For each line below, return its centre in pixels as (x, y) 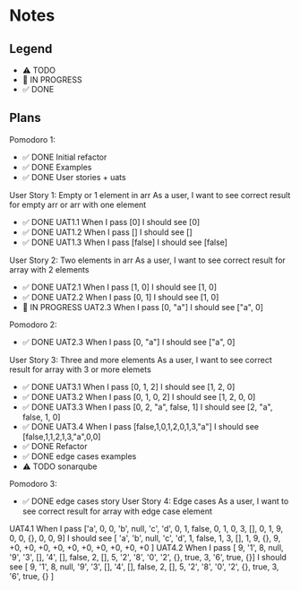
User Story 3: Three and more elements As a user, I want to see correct (141, 360)
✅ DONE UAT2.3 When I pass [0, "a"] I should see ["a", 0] (129, 342)
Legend (31, 49)
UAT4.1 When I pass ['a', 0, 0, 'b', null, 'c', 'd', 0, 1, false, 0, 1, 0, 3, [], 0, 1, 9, (146, 528)
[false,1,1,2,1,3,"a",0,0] (61, 437)
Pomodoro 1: (32, 139)
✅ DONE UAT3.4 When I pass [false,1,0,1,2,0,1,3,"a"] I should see (141, 426)
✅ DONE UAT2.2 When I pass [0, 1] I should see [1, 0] (120, 297)
